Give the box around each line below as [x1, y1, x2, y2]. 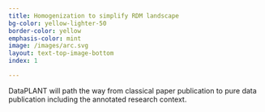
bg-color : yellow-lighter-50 [8, 19, 107, 27]
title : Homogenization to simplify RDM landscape [8, 11, 180, 20]
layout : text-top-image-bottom [8, 49, 114, 57]
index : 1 [8, 57, 38, 65]
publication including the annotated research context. [8, 94, 187, 104]
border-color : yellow [8, 27, 82, 35]
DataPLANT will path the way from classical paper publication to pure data [8, 85, 257, 95]
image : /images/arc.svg [8, 42, 89, 50]
